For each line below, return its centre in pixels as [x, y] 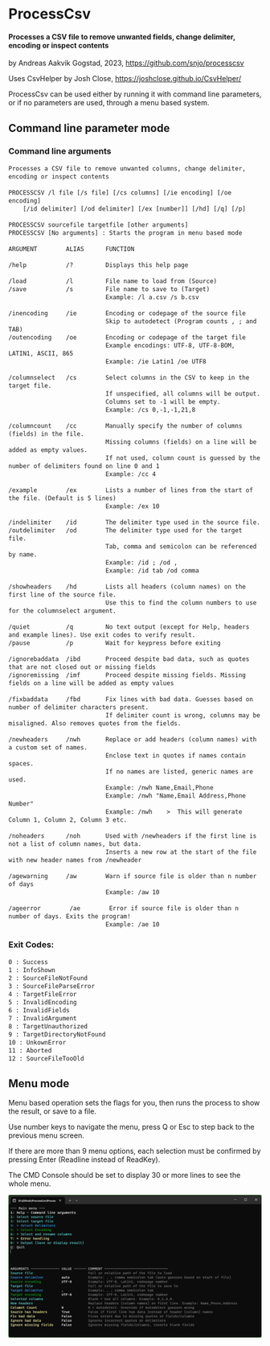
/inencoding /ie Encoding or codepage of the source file [127, 314]
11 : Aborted [30, 1051]
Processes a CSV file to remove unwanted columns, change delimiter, [127, 169]
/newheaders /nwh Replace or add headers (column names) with [133, 740]
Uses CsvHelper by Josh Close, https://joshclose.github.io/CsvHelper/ [125, 79]
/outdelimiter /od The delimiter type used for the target [125, 531]
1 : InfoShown [32, 971]
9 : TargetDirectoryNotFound [57, 1035]
